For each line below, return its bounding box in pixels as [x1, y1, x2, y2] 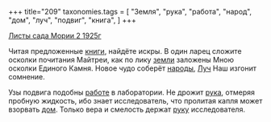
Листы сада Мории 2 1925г [8, 31, 102, 40]
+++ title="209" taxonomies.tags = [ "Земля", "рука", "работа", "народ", [8, 7, 252, 16]
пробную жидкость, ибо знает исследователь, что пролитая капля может [8, 96, 263, 105]
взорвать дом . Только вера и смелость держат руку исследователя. [8, 104, 246, 114]
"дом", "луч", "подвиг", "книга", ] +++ [8, 15, 137, 25]
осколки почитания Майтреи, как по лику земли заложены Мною [8, 55, 234, 64]
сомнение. [8, 72, 46, 81]
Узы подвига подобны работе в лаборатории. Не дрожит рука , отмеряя [8, 87, 256, 97]
